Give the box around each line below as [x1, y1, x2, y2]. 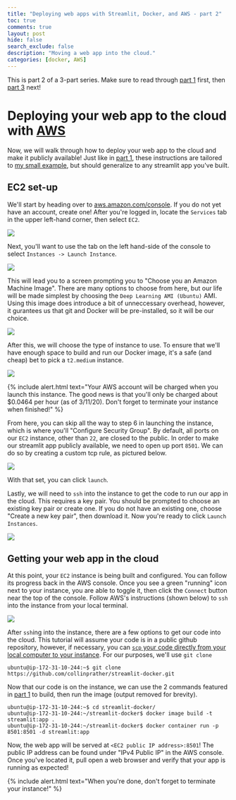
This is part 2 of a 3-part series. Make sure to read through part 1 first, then [7, 75, 225, 84]
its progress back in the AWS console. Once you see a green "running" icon [7, 579, 228, 587]
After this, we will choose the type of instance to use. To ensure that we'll [7, 340, 221, 349]
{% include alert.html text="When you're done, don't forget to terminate [7, 777, 216, 786]
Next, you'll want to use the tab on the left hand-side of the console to [7, 242, 211, 250]
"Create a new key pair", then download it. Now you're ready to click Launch [7, 512, 227, 520]
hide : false [7, 37, 42, 44]
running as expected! [7, 763, 69, 772]
